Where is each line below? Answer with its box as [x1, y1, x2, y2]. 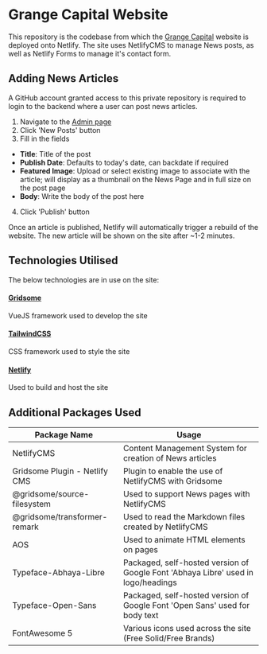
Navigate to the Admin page [19, 117, 112, 127]
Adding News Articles [8, 72, 119, 85]
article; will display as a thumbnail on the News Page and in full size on [19, 174, 252, 184]
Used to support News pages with [122, 488, 250, 499]
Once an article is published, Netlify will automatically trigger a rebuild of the [8, 222, 259, 232]
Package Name [34, 429, 94, 440]
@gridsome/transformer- [12, 511, 108, 522]
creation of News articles [122, 452, 217, 463]
